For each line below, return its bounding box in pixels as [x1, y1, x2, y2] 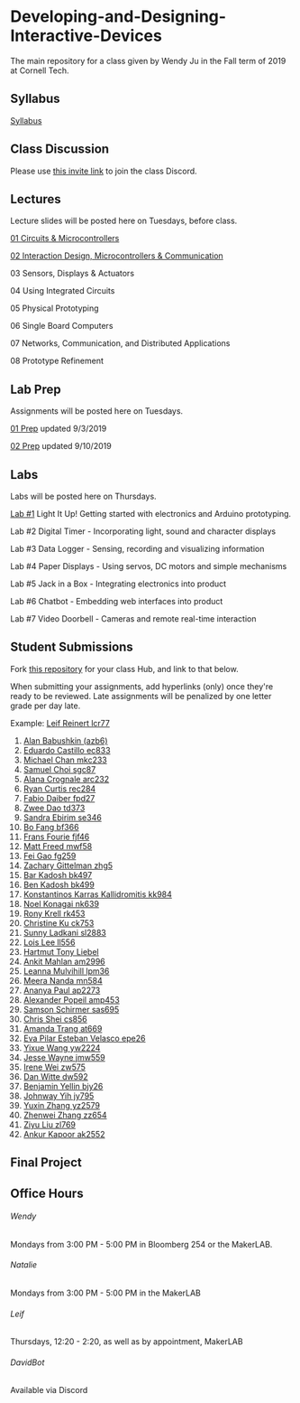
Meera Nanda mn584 [23, 975, 103, 986]
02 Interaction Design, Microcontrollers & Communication [10, 250, 223, 261]
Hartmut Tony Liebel [23, 946, 99, 957]
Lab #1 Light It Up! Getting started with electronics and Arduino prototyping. [10, 509, 292, 519]
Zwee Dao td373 [23, 802, 86, 813]
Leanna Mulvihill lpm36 [23, 965, 110, 977]
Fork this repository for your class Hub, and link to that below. [10, 663, 239, 674]
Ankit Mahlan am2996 [23, 956, 106, 967]
